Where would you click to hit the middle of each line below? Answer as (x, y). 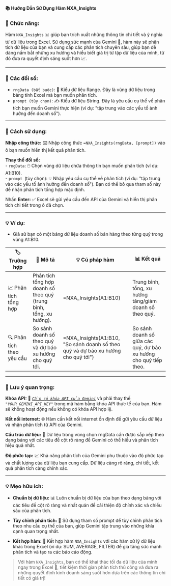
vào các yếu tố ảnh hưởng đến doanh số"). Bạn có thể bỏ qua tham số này (83, 184)
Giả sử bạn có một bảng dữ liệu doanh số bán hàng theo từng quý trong (88, 234)
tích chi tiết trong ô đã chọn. (35, 205)
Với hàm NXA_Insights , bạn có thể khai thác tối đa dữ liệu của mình (88, 562)
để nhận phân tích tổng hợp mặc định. (45, 189)
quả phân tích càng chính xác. (37, 468)
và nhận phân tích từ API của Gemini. (44, 425)
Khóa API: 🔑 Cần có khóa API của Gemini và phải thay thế (68, 398)
